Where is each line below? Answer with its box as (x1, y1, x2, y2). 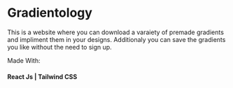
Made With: (7, 56, 41, 64)
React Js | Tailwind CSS (7, 72, 78, 81)
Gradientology (7, 5, 93, 21)
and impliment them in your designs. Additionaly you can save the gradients (7, 35, 226, 43)
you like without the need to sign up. (7, 43, 112, 51)
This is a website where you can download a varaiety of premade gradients (7, 28, 224, 36)
